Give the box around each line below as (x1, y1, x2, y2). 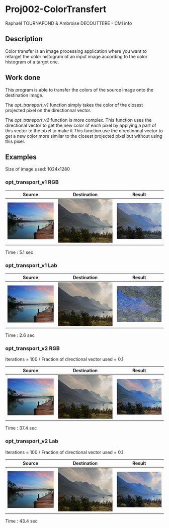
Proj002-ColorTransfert (5, 4, 107, 15)
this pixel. (5, 138, 25, 144)
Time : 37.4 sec (5, 425, 37, 431)
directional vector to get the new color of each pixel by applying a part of (5, 122, 156, 128)
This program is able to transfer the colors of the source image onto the (5, 86, 153, 93)
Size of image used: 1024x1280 (5, 166, 70, 172)
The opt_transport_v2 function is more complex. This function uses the (5, 117, 152, 123)
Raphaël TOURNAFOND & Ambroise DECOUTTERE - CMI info (5, 20, 132, 26)
